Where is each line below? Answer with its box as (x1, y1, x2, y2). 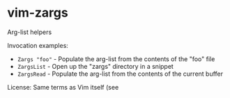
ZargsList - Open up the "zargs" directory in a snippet (17, 62, 174, 70)
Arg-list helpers (7, 28, 52, 36)
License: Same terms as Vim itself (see (7, 83, 119, 91)
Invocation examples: (7, 41, 68, 49)
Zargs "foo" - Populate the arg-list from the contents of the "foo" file (17, 54, 215, 63)
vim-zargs (7, 5, 68, 21)
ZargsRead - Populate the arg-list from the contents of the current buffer (17, 70, 224, 78)
